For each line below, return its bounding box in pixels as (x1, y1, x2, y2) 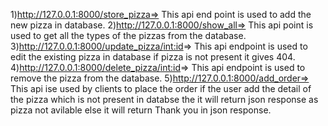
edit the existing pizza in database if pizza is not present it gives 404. (10, 51, 296, 63)
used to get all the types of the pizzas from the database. (10, 30, 247, 41)
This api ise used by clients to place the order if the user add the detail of (10, 83, 312, 94)
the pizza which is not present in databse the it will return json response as (10, 94, 319, 105)
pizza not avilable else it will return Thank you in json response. (10, 104, 272, 116)
